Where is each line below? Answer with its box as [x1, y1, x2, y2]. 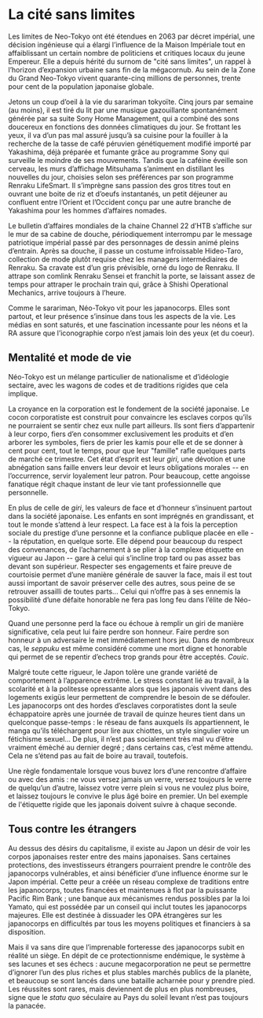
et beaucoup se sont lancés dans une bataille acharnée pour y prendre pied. [8, 975, 255, 985]
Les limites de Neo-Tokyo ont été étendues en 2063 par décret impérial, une [8, 31, 255, 41]
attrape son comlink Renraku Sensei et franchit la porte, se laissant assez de [8, 271, 255, 280]
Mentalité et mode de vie [8, 351, 132, 365]
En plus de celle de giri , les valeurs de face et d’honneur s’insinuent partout [8, 502, 253, 513]
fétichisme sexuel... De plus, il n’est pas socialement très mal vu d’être [8, 734, 235, 743]
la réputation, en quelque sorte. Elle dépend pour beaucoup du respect [13, 536, 243, 546]
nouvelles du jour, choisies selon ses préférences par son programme [8, 172, 234, 182]
